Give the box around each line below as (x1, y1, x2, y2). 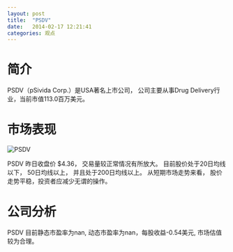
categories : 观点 (7, 29, 56, 37)
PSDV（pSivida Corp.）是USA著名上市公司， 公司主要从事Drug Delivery (7, 86, 214, 95)
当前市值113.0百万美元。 (19, 95, 89, 103)
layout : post (7, 10, 45, 17)
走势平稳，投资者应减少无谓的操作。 (7, 177, 112, 185)
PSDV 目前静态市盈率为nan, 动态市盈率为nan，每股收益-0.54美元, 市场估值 (7, 228, 223, 237)
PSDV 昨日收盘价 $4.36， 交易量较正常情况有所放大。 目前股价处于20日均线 (7, 159, 226, 168)
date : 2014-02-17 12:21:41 (7, 23, 92, 30)
